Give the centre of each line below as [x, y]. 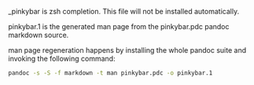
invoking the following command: [62, 59]
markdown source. [39, 35]
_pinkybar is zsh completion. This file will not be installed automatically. [124, 11]
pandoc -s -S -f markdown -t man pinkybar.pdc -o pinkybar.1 [110, 73]
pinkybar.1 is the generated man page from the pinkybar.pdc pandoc [119, 26]
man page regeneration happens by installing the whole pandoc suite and [127, 50]
